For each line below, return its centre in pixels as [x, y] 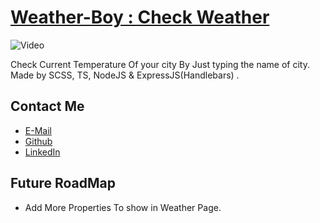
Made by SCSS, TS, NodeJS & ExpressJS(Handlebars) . [125, 75]
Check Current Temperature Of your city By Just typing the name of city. [160, 64]
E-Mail [38, 130]
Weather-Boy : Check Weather [140, 17]
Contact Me [47, 106]
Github [38, 141]
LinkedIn [42, 152]
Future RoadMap [63, 183]
